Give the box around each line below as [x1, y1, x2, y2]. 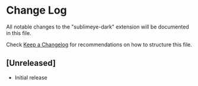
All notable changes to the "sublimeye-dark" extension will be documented [6, 23, 190, 30]
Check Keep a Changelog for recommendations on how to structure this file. [6, 41, 193, 48]
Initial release [14, 74, 47, 81]
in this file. [6, 29, 31, 36]
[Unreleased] [6, 58, 56, 68]
